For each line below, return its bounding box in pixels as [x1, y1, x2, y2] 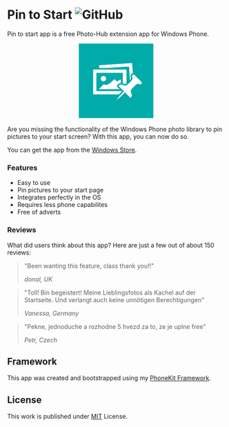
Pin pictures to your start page [17, 186, 104, 195]
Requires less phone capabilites [17, 201, 108, 209]
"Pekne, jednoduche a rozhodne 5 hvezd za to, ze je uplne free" [23, 322, 206, 330]
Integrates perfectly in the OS [17, 193, 101, 201]
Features [7, 163, 38, 172]
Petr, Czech [23, 335, 57, 344]
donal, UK [23, 275, 53, 283]
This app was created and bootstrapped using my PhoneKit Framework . [7, 374, 212, 382]
